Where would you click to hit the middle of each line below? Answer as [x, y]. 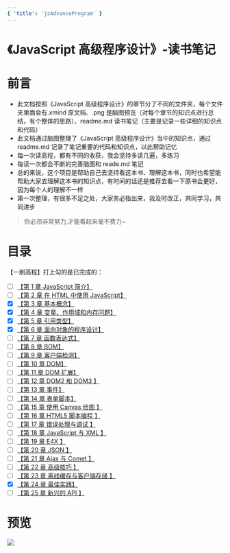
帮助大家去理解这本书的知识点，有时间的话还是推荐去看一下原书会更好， [119, 181]
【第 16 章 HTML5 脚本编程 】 [59, 415]
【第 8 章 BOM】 [40, 346]
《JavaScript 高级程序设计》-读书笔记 [112, 49]
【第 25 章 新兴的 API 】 [51, 493]
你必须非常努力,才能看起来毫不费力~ [75, 221]
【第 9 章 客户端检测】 [49, 355]
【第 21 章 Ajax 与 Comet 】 [55, 458]
